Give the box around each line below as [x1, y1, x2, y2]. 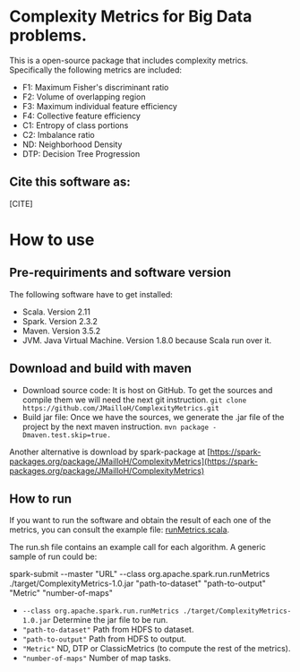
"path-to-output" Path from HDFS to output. [21, 633, 186, 644]
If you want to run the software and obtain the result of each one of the [9, 515, 271, 526]
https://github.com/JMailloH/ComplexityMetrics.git [21, 403, 219, 413]
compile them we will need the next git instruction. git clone [21, 394, 247, 405]
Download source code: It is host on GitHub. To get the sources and [21, 384, 273, 395]
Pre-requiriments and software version [9, 265, 231, 280]
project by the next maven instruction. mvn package [21, 421, 209, 432]
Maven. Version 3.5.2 [21, 325, 101, 336]
